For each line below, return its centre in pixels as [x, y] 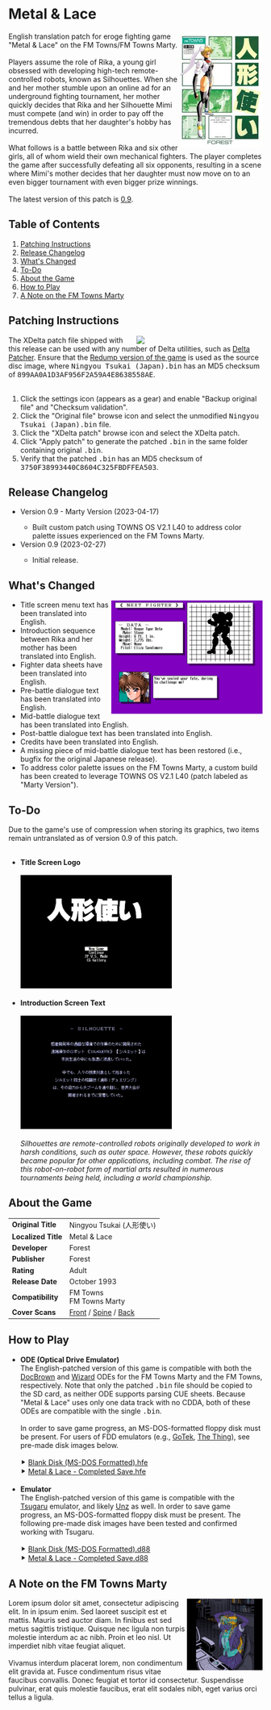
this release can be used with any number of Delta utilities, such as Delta [129, 348]
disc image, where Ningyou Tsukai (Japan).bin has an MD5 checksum [134, 366]
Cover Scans [34, 1313]
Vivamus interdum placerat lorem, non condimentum [96, 1663]
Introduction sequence [58, 630]
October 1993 [93, 1281]
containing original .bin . [61, 450]
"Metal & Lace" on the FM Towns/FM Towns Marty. [93, 44]
